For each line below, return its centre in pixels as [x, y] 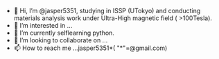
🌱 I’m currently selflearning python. [64, 33]
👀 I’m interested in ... [43, 25]
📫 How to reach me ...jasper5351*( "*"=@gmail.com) [90, 48]
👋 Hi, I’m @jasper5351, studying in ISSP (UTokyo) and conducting [107, 11]
